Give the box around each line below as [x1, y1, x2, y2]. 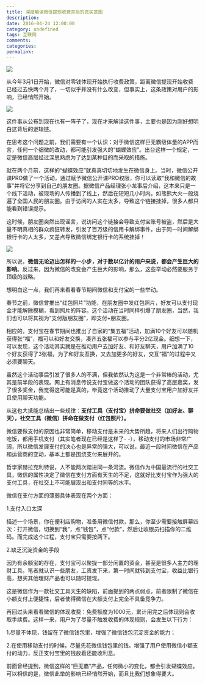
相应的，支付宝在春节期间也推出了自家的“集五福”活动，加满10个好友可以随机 [6, 327, 198, 334]
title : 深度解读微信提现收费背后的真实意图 [6, 9, 103, 15]
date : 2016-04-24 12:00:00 [6, 20, 75, 26]
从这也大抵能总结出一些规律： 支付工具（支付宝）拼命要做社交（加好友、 [6, 406, 188, 414]
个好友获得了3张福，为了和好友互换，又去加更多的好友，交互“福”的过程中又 [6, 350, 196, 357]
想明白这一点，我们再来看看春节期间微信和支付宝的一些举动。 [6, 286, 162, 293]
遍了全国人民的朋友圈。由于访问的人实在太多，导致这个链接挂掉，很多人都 [6, 197, 193, 204]
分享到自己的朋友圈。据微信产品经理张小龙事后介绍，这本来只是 [30, 182, 191, 189]
